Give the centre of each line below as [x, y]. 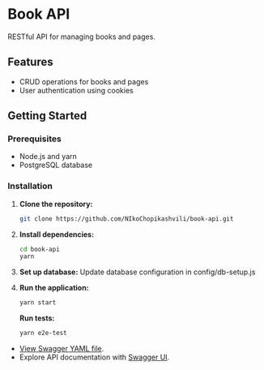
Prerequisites [34, 139]
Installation [30, 186]
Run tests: [37, 318]
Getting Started [47, 116]
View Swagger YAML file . [62, 349]
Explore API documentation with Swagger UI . [94, 357]
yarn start [38, 303]
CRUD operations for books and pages [84, 81]
